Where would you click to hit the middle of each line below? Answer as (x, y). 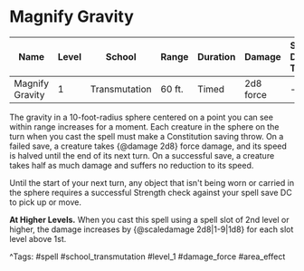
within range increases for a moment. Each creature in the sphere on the (144, 126)
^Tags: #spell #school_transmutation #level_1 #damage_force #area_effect (147, 256)
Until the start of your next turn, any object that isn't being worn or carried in (152, 182)
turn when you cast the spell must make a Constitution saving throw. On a (147, 136)
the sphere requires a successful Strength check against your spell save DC (151, 192)
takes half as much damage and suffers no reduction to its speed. (132, 165)
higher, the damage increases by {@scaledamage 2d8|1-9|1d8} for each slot (152, 229)
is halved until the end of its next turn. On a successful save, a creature (142, 155)
